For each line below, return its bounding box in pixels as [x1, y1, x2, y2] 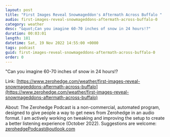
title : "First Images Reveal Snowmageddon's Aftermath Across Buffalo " [5, 12, 162, 17]
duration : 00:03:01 [5, 31, 47, 36]
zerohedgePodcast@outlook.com [5, 126, 76, 132]
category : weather [5, 21, 44, 27]
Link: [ [5, 78, 19, 84]
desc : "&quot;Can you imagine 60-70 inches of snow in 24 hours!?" [5, 26, 151, 31]
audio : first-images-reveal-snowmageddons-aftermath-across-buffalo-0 [5, 17, 158, 22]
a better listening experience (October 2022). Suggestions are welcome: [5, 120, 157, 127]
